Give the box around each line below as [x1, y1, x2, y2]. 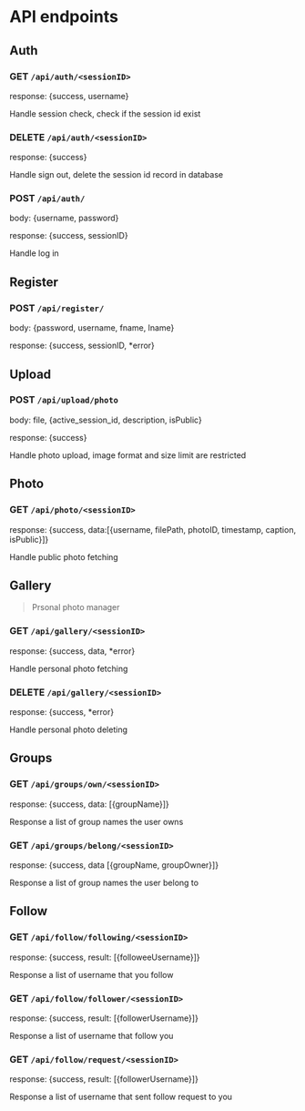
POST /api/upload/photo [9, 393, 118, 406]
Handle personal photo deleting [9, 724, 127, 735]
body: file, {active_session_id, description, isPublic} [9, 414, 202, 425]
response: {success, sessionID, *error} [9, 340, 155, 352]
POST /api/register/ [9, 301, 105, 314]
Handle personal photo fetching [9, 663, 128, 674]
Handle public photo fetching [9, 551, 118, 562]
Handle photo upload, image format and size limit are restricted [9, 449, 247, 461]
